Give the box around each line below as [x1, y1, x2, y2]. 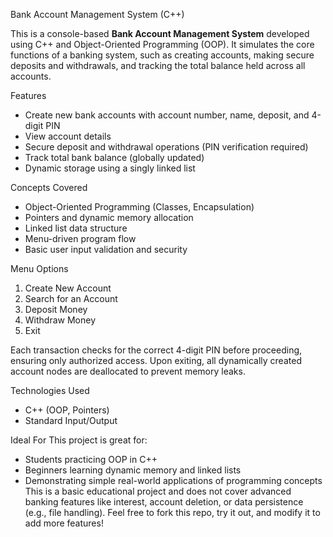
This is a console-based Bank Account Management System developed [10, 28, 310, 39]
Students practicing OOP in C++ [24, 454, 158, 465]
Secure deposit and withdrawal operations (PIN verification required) [24, 141, 309, 153]
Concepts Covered [10, 182, 88, 193]
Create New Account [24, 282, 112, 294]
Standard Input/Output [24, 415, 118, 426]
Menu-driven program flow [24, 233, 137, 244]
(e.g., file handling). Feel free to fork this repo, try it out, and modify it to [24, 507, 321, 518]
